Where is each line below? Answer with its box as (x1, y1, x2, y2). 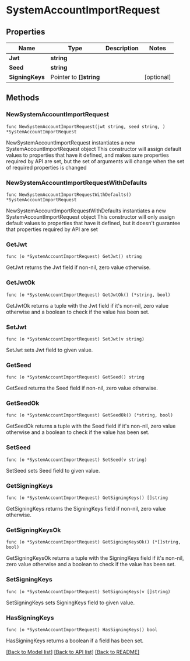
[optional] (144, 73, 171, 81)
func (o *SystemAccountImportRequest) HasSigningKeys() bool (6, 626, 158, 632)
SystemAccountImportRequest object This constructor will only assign (6, 213, 175, 220)
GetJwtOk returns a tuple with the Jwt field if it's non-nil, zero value (6, 302, 169, 309)
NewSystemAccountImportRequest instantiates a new (6, 139, 136, 146)
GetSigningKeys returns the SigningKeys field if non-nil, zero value (6, 505, 166, 512)
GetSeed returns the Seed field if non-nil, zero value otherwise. (6, 384, 159, 392)
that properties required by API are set (6, 226, 98, 233)
